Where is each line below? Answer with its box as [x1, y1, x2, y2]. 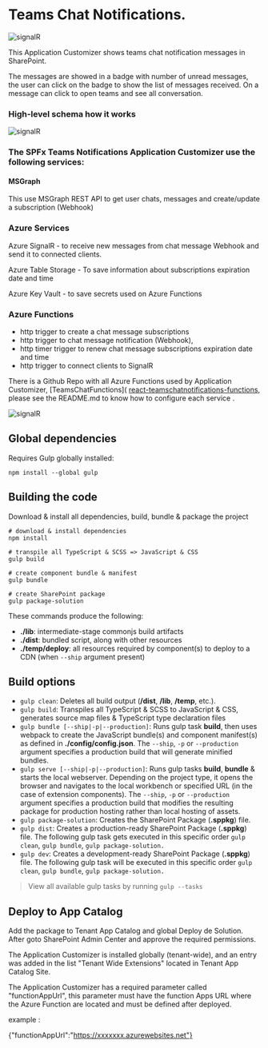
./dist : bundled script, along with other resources [19, 635, 182, 644]
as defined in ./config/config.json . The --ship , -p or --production [19, 739, 238, 748]
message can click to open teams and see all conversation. [8, 88, 203, 98]
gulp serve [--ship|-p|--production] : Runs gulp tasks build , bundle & [19, 764, 256, 774]
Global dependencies [8, 432, 118, 445]
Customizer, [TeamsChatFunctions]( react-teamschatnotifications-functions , [8, 385, 261, 394]
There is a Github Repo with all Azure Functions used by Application [8, 376, 232, 385]
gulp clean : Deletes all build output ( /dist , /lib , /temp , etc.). [19, 696, 216, 706]
